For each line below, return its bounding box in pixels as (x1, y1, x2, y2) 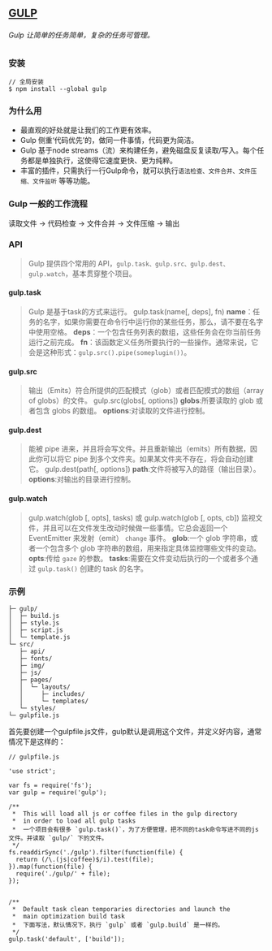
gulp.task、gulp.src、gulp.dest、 (116, 260, 230, 268)
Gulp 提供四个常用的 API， (28, 258, 117, 268)
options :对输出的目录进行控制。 (28, 474, 136, 484)
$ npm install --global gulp (8, 84, 107, 93)
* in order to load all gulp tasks (11, 816, 136, 825)
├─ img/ (19, 661, 45, 669)
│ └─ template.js (8, 633, 71, 641)
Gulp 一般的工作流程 (8, 198, 88, 210)
